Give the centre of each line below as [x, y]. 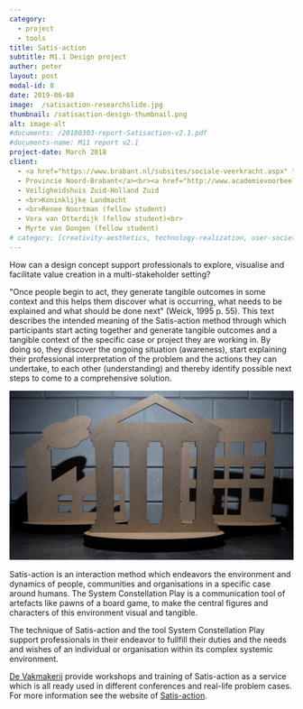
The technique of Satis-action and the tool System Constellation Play [137, 630]
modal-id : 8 [32, 86]
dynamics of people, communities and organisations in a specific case [140, 584]
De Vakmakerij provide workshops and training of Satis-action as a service [148, 676]
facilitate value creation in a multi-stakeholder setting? [110, 274]
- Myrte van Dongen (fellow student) [88, 229]
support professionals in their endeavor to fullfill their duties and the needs [148, 640]
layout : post [34, 77]
